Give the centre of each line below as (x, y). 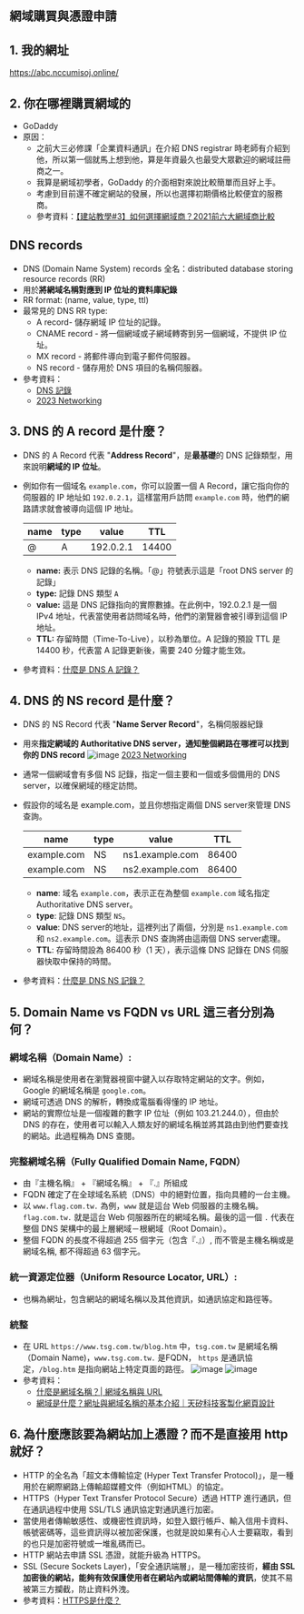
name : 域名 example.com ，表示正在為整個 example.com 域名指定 (153, 893)
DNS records (46, 245)
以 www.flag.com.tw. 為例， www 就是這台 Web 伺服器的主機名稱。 (143, 1206)
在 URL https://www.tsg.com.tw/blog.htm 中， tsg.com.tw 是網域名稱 (150, 1347)
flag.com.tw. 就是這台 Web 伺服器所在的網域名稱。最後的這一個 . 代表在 (158, 1217)
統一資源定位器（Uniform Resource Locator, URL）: (123, 1277)
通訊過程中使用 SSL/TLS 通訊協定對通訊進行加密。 (125, 1509)
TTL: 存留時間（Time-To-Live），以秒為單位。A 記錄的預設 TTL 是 (158, 639)
